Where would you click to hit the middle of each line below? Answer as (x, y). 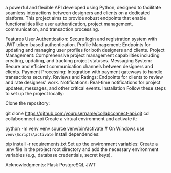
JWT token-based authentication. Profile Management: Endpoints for (78, 45)
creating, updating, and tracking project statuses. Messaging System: (79, 61)
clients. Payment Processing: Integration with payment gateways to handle (84, 72)
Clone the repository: (28, 103)
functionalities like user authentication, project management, (69, 24)
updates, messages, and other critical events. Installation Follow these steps (86, 88)
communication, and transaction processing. (52, 29)
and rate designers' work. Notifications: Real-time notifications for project (83, 82)
